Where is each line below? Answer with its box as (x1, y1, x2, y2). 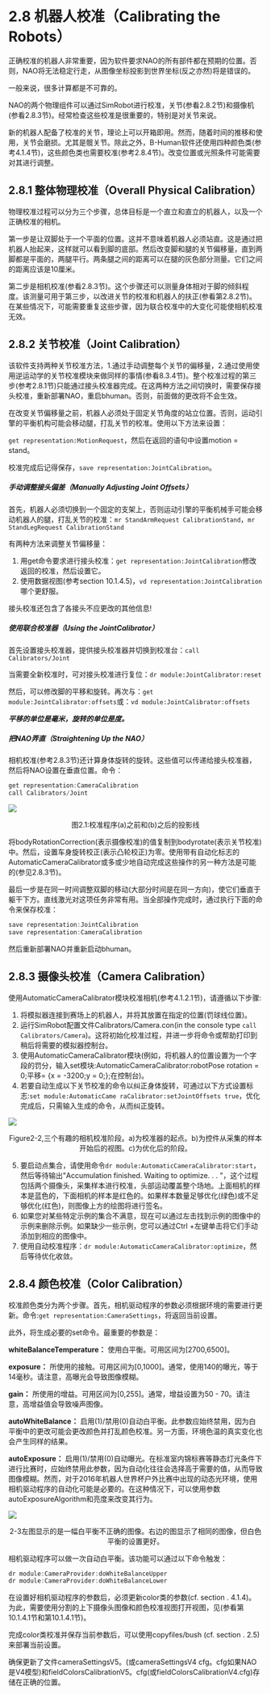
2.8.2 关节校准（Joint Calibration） (8, 338, 187, 351)
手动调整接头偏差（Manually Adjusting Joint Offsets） (8, 482, 193, 493)
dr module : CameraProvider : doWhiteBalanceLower (8, 1577, 168, 1585)
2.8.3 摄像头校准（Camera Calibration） (8, 970, 211, 983)
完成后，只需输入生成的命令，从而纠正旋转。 (19, 1101, 169, 1110)
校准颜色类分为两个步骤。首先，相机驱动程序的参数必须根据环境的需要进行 (8, 1300, 256, 1310)
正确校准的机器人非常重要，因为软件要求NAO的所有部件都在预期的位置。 (8, 56, 250, 65)
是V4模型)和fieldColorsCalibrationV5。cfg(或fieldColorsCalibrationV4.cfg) (8, 1667, 253, 1677)
